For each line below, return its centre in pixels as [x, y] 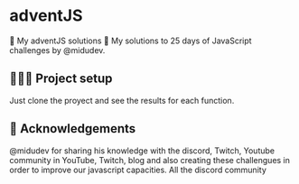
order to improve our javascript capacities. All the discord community [138, 170]
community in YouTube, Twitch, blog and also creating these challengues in [150, 160]
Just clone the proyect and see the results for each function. [122, 100]
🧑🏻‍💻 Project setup [61, 79]
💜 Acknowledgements [73, 129]
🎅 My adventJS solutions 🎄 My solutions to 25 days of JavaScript [131, 41]
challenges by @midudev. [57, 50]
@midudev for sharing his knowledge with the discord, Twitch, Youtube [142, 151]
